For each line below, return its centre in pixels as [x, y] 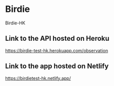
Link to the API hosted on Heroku [57, 39]
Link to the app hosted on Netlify [57, 66]
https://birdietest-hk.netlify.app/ [38, 78]
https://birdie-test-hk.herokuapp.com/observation [57, 50]
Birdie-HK [15, 23]
